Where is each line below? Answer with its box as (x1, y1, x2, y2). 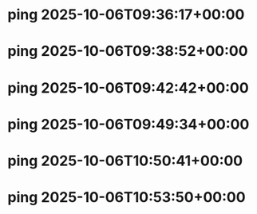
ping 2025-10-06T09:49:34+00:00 (7, 115, 250, 133)
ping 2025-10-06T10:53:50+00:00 (7, 188, 246, 207)
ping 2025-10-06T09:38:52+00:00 (7, 42, 248, 61)
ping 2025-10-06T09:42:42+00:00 (7, 78, 249, 97)
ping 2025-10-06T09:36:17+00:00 (7, 6, 245, 24)
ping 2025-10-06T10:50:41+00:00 (7, 152, 243, 169)
